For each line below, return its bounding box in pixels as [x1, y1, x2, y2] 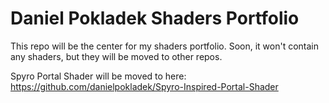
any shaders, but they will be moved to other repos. [10, 50, 223, 62]
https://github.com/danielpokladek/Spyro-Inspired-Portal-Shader [10, 80, 279, 92]
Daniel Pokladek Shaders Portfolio [10, 7, 300, 30]
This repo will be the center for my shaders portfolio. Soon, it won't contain [10, 40, 320, 52]
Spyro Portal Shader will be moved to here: [10, 70, 187, 82]
